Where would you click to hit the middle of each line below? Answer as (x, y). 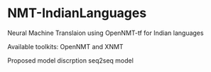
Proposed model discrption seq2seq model (70, 60)
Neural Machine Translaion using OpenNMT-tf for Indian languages (105, 33)
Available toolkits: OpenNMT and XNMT (65, 46)
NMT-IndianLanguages (77, 13)
